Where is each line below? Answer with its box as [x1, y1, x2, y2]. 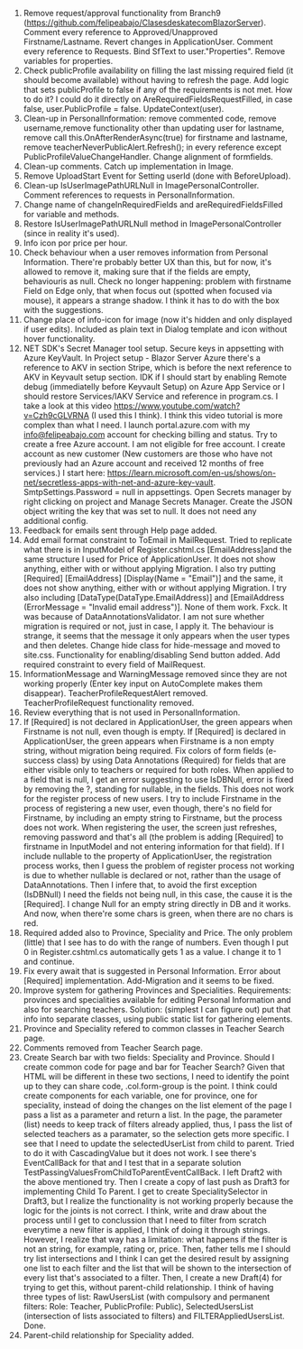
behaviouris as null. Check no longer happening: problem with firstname [23, 276, 292, 287]
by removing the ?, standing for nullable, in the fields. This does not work [23, 784, 295, 794]
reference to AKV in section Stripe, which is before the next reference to [23, 362, 292, 372]
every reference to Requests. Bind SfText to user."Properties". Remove [23, 46, 286, 57]
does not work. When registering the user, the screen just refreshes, [23, 822, 278, 832]
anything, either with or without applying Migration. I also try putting [23, 564, 276, 574]
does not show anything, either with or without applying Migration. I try [23, 583, 288, 593]
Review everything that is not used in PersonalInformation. [23, 707, 241, 718]
